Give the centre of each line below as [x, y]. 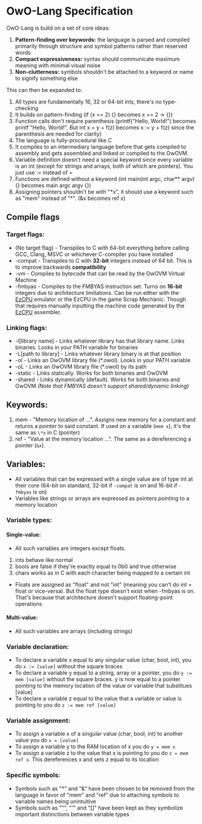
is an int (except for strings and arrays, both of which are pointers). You [104, 166]
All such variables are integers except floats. [70, 548]
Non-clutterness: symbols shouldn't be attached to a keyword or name [104, 71]
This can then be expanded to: [44, 90]
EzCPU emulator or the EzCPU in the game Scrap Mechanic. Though [100, 299]
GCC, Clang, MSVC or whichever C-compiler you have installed [94, 254]
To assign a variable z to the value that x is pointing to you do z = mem [102, 753]
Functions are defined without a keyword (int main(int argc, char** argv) [105, 179]
